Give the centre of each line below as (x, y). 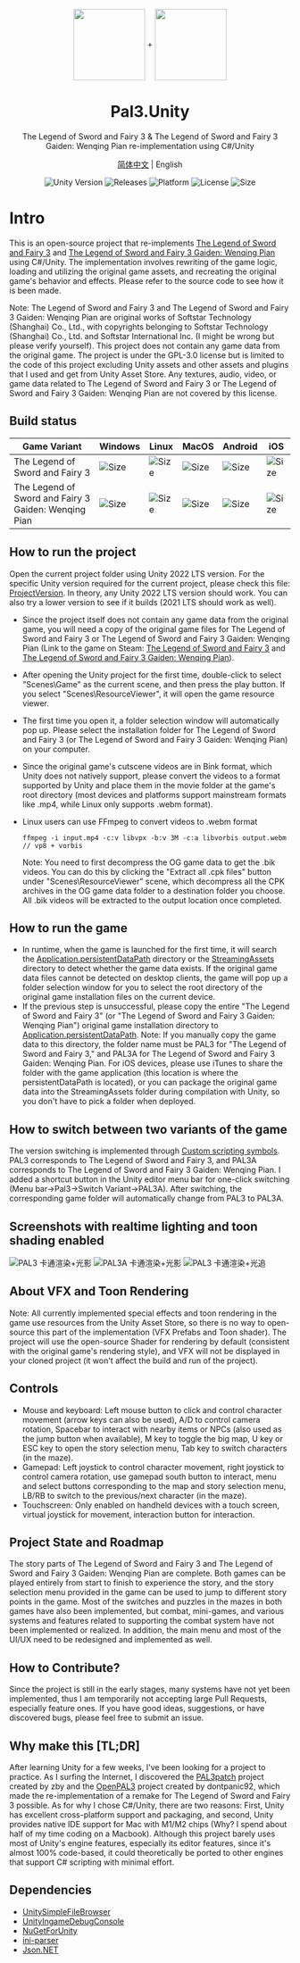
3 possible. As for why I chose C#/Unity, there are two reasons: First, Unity (147, 1805)
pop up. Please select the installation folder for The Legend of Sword (149, 730)
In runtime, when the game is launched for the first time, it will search (150, 950)
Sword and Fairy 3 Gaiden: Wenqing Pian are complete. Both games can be (148, 1573)
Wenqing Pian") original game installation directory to (120, 1026)
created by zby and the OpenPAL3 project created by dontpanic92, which (145, 1786)
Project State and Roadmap (87, 1542)
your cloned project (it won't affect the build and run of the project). (134, 1360)
